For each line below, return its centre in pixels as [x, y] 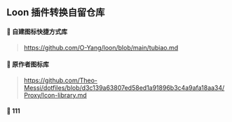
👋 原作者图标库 [28, 64]
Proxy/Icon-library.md [55, 95]
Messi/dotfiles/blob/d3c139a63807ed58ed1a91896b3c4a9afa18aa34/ [124, 87]
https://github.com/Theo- [61, 80]
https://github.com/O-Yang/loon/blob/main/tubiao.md [101, 47]
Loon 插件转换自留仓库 [56, 13]
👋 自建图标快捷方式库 [37, 31]
